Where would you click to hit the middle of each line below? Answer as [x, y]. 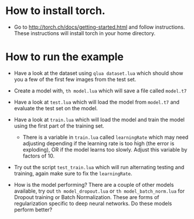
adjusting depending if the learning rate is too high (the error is [98, 143]
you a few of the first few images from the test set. [75, 79]
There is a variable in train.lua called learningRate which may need [105, 137]
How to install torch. [56, 11]
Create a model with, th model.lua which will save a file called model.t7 [100, 90]
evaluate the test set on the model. [56, 108]
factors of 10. [39, 156]
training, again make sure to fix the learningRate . [73, 173]
